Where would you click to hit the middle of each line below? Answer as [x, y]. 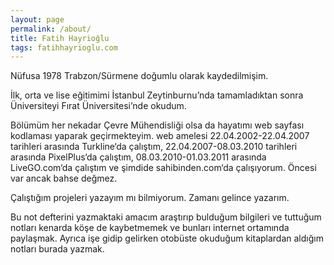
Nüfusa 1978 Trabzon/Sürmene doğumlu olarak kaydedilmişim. [139, 76]
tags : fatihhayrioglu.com [64, 47]
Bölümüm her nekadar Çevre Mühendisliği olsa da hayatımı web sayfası [157, 125]
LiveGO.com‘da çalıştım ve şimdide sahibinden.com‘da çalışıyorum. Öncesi [163, 168]
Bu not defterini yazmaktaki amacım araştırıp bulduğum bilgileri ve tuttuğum [166, 217]
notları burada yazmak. [57, 249]
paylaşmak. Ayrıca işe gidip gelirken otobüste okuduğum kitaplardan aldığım [167, 238]
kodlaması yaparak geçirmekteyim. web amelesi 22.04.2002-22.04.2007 [160, 136]
